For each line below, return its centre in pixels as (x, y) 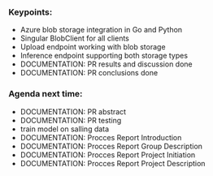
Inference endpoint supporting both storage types (104, 56)
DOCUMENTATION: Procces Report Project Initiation (108, 155)
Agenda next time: (46, 94)
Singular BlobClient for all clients (75, 38)
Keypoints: (30, 12)
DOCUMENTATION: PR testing (71, 120)
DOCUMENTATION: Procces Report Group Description (111, 146)
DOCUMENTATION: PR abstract (73, 111)
